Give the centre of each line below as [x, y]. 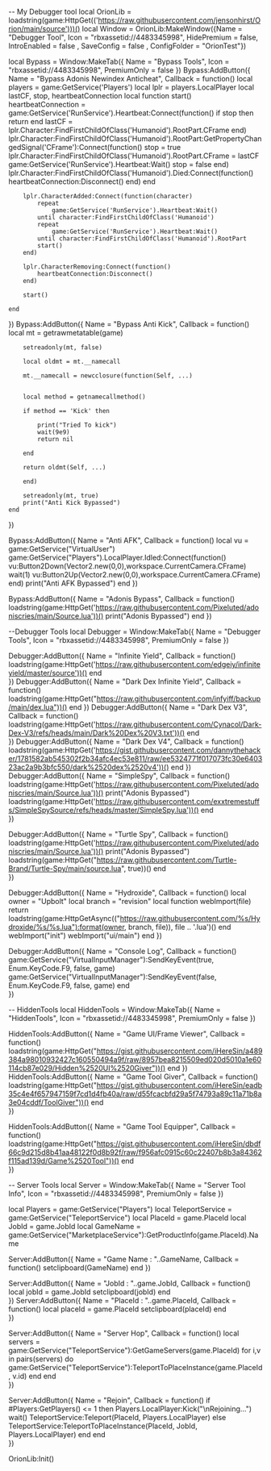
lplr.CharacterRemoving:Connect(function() [97, 267]
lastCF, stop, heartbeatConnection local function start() [100, 96]
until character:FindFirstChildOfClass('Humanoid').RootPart [142, 239]
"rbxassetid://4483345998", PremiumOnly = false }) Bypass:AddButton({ [130, 70]
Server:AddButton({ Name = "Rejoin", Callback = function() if [110, 1400]
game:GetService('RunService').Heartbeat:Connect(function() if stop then [131, 113]
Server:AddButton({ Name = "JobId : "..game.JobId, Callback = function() [130, 1283]
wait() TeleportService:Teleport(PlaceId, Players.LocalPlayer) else [117, 1417]
